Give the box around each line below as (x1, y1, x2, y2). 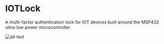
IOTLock (5, 3, 41, 14)
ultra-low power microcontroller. (5, 24, 71, 30)
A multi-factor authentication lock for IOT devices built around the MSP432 (5, 19, 160, 25)
